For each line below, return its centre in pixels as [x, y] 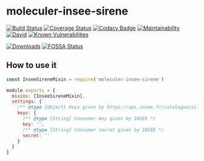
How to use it [32, 65]
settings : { [27, 101]
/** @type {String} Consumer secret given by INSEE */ [93, 130]
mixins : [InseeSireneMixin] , [49, 96]
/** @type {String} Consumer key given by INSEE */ [89, 118]
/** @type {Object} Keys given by [61, 108]
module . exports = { [31, 90]
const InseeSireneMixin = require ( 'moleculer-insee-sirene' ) [85, 79]
